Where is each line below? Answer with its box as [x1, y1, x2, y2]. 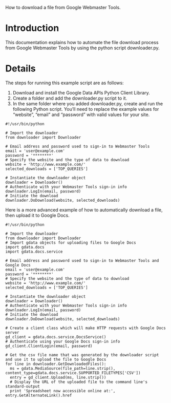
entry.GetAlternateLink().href [5, 393, 72, 398]
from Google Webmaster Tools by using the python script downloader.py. [5, 45, 160, 51]
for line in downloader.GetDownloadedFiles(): [5, 361, 106, 367]
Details [5, 63, 36, 74]
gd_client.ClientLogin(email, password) [5, 343, 93, 349]
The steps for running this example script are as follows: [5, 80, 124, 86]
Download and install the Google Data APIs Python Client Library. [12, 89, 150, 95]
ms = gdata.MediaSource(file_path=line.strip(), [10, 366, 116, 371]
